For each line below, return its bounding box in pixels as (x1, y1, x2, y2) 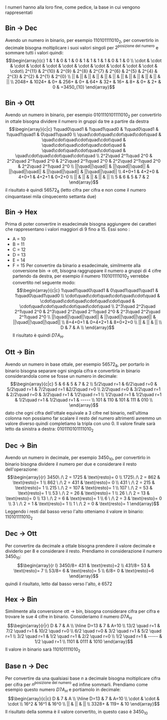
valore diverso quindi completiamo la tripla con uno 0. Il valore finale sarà (5, 420, 156, 426)
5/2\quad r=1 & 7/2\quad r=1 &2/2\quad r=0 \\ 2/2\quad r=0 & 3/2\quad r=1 (6, 386, 161, 392)
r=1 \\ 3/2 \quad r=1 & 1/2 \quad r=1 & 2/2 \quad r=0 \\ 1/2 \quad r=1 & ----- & (5, 633, 163, 639)
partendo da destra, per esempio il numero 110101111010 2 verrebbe (12, 273, 149, 280)
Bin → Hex (5, 208, 37, 217)
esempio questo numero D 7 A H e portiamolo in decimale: (5, 687, 121, 694)
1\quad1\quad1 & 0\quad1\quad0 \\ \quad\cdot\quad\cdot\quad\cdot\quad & (6, 131, 162, 137)
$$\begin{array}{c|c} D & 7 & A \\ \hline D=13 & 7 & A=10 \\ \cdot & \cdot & (8, 696, 160, 702)
